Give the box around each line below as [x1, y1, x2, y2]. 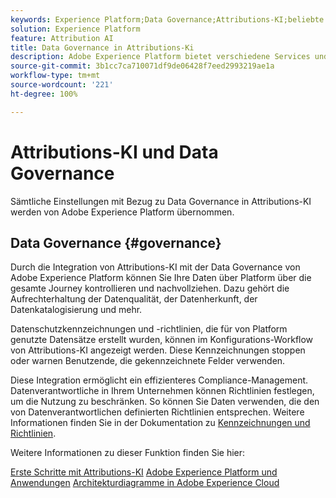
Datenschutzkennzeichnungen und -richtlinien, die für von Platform [10, 323, 288, 335]
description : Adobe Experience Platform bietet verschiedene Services [10, 52, 311, 62]
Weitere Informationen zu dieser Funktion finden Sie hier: [10, 447, 246, 459]
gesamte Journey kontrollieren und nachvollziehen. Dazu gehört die [10, 282, 290, 295]
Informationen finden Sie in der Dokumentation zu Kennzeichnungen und [10, 417, 311, 429]
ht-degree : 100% [10, 89, 78, 99]
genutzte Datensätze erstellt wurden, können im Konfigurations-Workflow [10, 334, 314, 346]
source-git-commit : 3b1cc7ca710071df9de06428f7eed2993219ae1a [10, 61, 275, 71]
